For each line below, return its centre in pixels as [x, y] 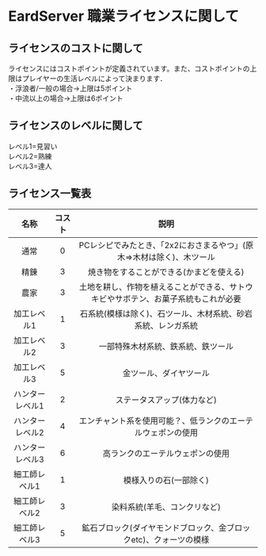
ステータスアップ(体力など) [166, 400]
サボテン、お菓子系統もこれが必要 [178, 298]
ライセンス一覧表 [50, 194]
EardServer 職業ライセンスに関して [124, 16]
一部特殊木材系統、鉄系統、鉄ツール [166, 346]
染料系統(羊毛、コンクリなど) [166, 507]
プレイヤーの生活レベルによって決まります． [94, 79]
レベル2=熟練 [30, 156]
